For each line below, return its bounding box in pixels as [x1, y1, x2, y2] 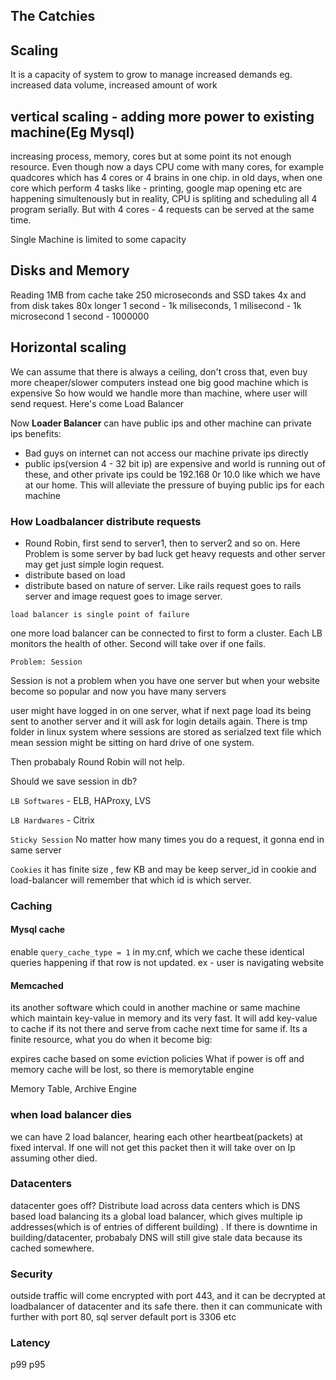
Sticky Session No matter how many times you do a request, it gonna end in [10, 833, 325, 845]
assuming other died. [10, 1152, 98, 1164]
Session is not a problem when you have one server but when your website [10, 674, 320, 686]
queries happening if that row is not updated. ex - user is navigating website [10, 957, 325, 969]
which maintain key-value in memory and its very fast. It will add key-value [10, 1012, 318, 1024]
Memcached [10, 979, 64, 991]
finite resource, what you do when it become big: [10, 1034, 213, 1046]
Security [10, 1267, 53, 1281]
